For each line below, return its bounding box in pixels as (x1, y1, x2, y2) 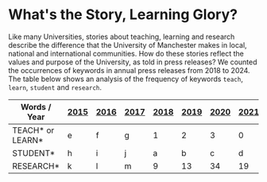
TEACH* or (12, 125, 55, 136)
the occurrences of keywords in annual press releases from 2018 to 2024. (8, 65, 250, 75)
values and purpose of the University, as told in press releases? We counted (8, 57, 257, 67)
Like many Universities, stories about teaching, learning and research (8, 32, 235, 41)
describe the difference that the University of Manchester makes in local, (8, 40, 248, 49)
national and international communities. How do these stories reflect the (8, 48, 245, 58)
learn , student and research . (8, 82, 102, 92)
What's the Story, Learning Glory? (8, 6, 238, 24)
